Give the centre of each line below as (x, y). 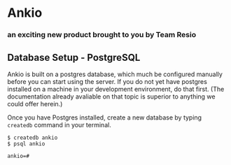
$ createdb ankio (33, 138)
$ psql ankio (26, 144)
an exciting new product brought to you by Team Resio (102, 35)
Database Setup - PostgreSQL (74, 57)
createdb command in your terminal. (59, 124)
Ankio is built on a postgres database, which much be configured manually (115, 74)
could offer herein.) (35, 103)
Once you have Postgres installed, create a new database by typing (104, 117)
